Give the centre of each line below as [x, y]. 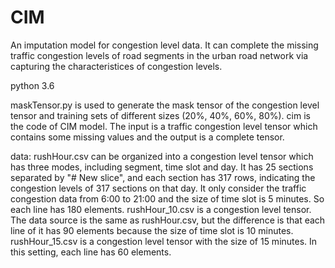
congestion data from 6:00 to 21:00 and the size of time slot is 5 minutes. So [167, 198]
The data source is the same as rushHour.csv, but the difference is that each [168, 220]
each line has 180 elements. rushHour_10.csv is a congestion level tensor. [161, 209]
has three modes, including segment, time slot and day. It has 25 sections [162, 167]
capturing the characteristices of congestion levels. [116, 66]
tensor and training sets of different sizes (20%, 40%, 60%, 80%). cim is [160, 115]
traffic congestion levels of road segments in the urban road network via [159, 55]
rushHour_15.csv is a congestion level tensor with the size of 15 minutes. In [164, 241]
